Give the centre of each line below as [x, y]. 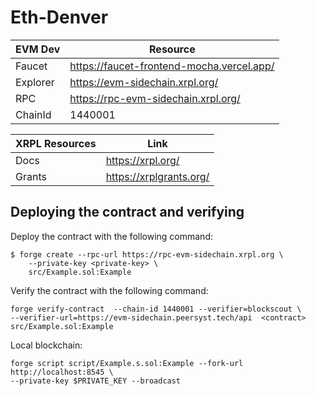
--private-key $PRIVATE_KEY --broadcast [96, 381]
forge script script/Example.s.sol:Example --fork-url [127, 363]
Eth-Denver [59, 17]
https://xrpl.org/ [142, 160]
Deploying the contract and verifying [127, 212]
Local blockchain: [46, 345]
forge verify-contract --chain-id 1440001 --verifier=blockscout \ [156, 309]
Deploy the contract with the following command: [111, 236]
